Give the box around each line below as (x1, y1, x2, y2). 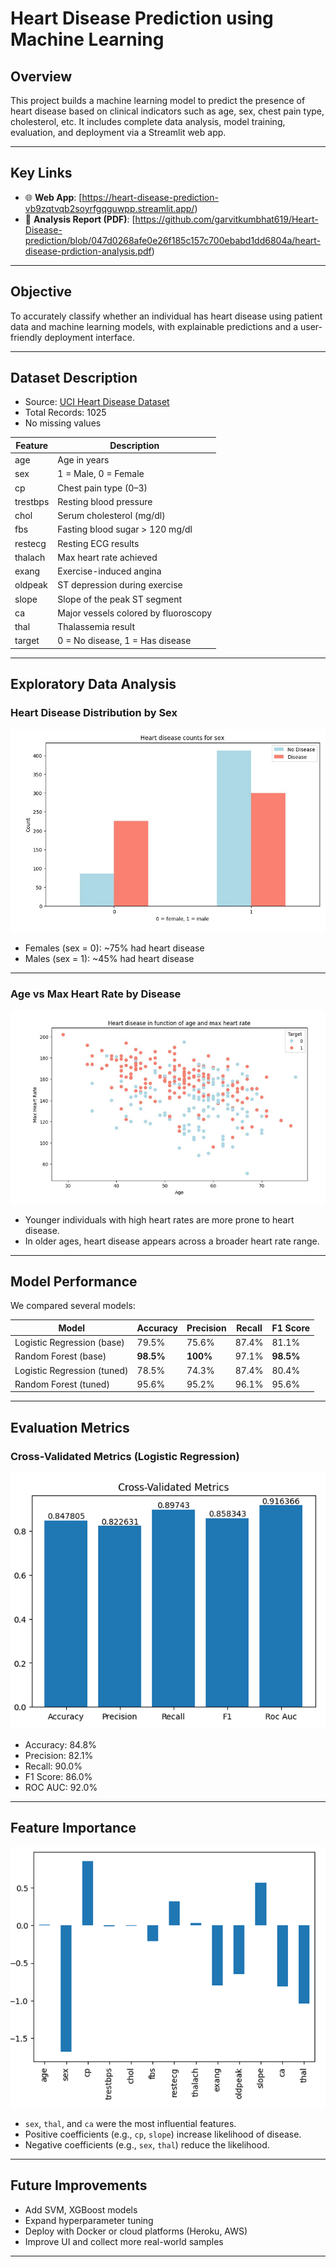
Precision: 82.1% (24, 1749, 94, 1761)
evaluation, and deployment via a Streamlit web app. (10, 127, 227, 138)
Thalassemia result (57, 621, 135, 633)
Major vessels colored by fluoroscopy (57, 607, 213, 619)
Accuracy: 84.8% (24, 1738, 97, 1751)
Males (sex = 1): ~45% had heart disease (24, 952, 195, 964)
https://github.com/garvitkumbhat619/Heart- (134, 213, 319, 225)
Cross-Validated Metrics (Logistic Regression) (10, 1449, 240, 1463)
